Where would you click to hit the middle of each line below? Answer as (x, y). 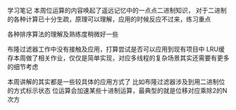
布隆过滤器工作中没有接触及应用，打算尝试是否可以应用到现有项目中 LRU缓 (116, 49)
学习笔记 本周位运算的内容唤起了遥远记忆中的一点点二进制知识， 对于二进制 (117, 10)
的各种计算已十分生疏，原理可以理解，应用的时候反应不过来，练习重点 (109, 19)
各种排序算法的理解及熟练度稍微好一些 (63, 34)
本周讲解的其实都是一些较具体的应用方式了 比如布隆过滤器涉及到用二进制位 (116, 82)
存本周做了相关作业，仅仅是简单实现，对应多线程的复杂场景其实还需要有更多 (118, 58)
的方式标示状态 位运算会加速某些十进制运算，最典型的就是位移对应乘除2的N (117, 91)
